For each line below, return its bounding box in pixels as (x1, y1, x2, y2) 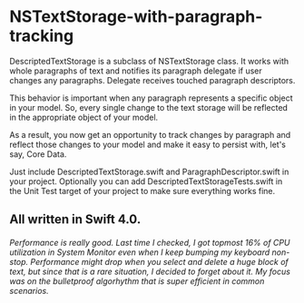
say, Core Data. (9, 148, 67, 160)
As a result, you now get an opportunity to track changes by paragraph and (9, 129, 291, 140)
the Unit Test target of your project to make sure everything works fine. (9, 185, 276, 196)
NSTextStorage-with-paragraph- (9, 6, 263, 27)
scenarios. (9, 285, 49, 296)
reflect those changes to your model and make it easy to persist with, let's (9, 139, 287, 150)
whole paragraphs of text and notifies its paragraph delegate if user (9, 65, 263, 76)
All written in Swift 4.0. (9, 211, 142, 228)
